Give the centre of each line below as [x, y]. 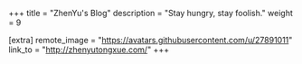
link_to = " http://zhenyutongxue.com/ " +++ [89, 50]
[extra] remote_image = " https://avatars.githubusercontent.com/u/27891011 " [151, 40]
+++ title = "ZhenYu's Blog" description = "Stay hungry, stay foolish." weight [151, 13]
